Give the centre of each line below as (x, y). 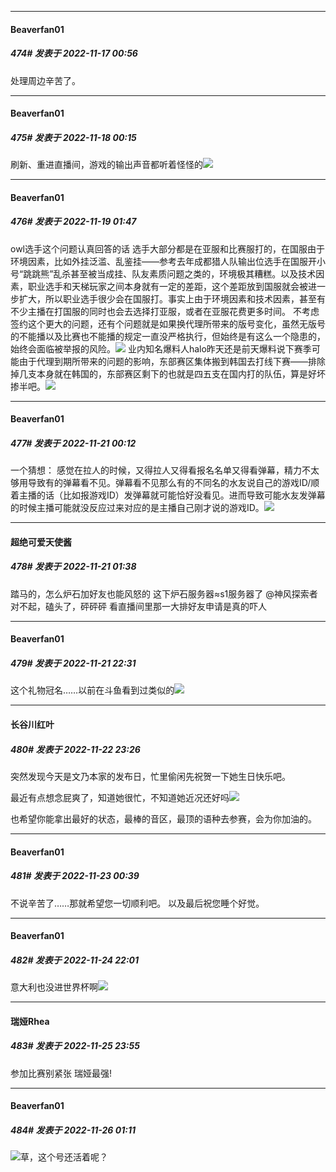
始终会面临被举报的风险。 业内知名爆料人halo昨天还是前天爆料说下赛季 (161, 348)
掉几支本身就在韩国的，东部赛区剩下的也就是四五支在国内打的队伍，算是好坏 (168, 373)
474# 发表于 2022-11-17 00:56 (74, 53)
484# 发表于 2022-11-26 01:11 (73, 1130)
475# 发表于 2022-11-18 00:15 (73, 137)
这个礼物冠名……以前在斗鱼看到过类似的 (92, 690)
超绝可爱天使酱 (41, 542)
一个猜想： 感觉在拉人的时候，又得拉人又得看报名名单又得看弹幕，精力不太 (165, 470)
